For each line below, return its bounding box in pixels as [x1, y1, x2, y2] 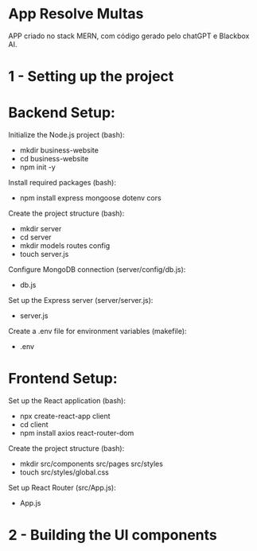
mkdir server [19, 224, 62, 234]
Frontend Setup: [8, 370, 118, 388]
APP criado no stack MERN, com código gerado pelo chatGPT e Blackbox [8, 31, 250, 41]
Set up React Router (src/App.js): [8, 483, 117, 492]
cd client [19, 420, 49, 429]
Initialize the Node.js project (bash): [8, 130, 125, 140]
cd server [19, 232, 52, 243]
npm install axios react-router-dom [19, 429, 134, 437]
